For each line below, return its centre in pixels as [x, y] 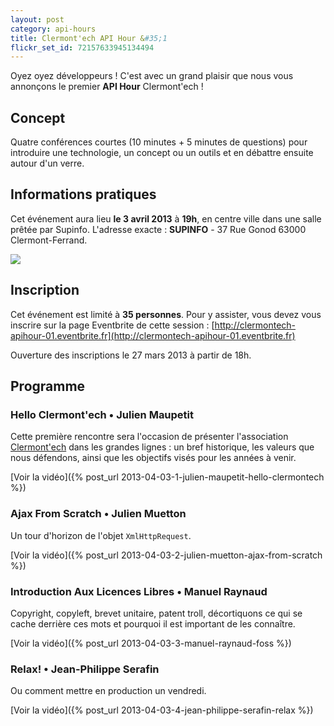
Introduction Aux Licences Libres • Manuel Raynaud [139, 591]
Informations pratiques [83, 194]
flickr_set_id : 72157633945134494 [82, 47]
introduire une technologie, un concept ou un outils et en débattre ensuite [162, 153]
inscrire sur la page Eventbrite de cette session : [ [112, 325]
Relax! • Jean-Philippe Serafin [85, 669]
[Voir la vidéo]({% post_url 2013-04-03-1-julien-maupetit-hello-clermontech [167, 477]
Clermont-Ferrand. [49, 240]
